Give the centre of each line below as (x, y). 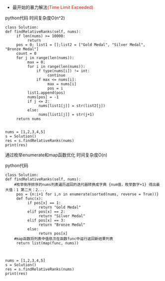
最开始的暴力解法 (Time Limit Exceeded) (53, 7)
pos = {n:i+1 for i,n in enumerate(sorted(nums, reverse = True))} (87, 194)
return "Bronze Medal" (62, 225)
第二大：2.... (34, 190)
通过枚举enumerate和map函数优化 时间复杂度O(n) (56, 155)
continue (56, 75)
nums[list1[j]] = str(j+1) (66, 115)
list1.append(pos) (46, 93)
